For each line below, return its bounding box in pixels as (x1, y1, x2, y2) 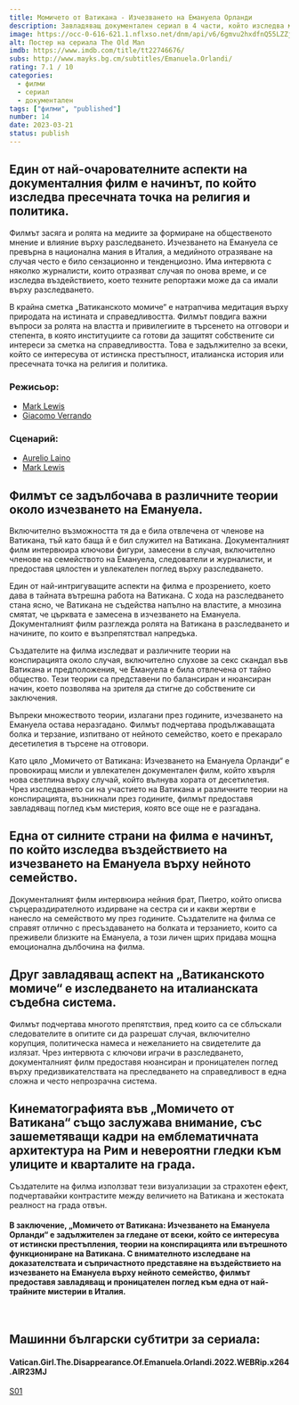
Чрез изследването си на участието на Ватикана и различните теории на (9, 784, 288, 795)
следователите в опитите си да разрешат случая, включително (9, 1028, 251, 1039)
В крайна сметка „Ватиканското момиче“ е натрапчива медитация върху (9, 301, 289, 312)
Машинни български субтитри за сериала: (9, 1332, 261, 1347)
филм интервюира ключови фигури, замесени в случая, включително (9, 544, 276, 555)
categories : (9, 71, 53, 80)
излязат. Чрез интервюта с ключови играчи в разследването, (9, 1047, 244, 1058)
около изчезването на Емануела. (9, 502, 203, 517)
